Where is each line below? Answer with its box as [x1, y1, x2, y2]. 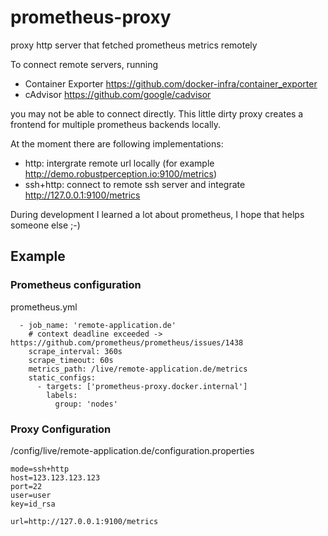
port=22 [10, 481, 43, 491]
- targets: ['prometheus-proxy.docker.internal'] [36, 381, 248, 391]
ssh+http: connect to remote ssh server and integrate [24, 178, 246, 190]
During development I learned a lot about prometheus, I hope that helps [10, 208, 305, 220]
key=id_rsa [10, 499, 56, 509]
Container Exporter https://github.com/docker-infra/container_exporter [24, 77, 318, 90]
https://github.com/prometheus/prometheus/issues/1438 [10, 337, 244, 348]
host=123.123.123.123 [10, 472, 101, 483]
